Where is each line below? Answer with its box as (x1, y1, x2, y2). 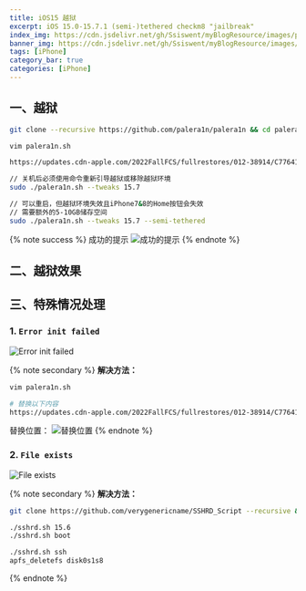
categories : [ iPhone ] (9, 65, 92, 74)
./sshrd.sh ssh (9, 548, 67, 557)
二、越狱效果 (9, 264, 82, 279)
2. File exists (9, 449, 74, 461)
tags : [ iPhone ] (9, 47, 67, 57)
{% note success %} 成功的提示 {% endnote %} (9, 233, 240, 244)
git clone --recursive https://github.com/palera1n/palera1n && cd (9, 125, 271, 134)
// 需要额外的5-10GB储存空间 (9, 207, 107, 217)
